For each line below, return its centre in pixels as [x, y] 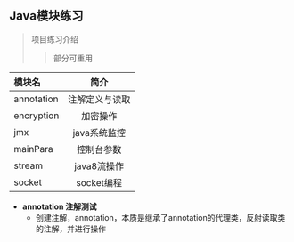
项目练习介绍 [54, 39]
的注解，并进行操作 [71, 229]
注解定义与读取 [99, 99]
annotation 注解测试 [59, 206]
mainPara [33, 149]
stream [28, 165]
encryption [37, 116]
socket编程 [99, 182]
